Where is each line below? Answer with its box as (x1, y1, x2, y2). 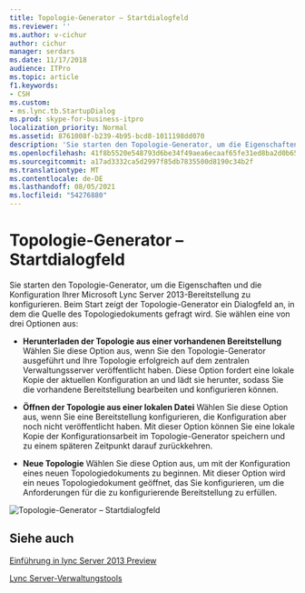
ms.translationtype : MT (9, 166, 100, 175)
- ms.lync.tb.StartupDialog (9, 106, 116, 116)
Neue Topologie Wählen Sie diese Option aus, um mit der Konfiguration (22, 457, 290, 468)
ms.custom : (9, 97, 51, 107)
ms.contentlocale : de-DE (9, 174, 103, 183)
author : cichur (9, 38, 67, 48)
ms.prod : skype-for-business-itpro (9, 115, 144, 124)
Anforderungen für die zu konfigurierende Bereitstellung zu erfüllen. (22, 487, 278, 498)
